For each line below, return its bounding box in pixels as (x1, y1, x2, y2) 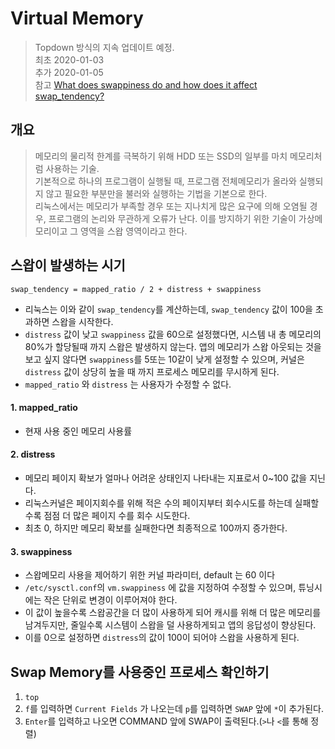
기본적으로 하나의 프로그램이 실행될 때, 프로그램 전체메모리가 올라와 (34, 175, 297, 187)
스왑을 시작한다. (51, 315, 114, 327)
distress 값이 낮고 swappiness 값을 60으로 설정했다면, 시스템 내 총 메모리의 (24, 328, 322, 340)
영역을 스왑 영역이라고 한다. (80, 225, 188, 237)
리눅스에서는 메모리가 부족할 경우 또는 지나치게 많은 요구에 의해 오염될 (34, 200, 308, 212)
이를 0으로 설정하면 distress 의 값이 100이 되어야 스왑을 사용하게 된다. (24, 632, 300, 644)
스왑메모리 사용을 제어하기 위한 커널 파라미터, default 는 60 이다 (24, 569, 276, 581)
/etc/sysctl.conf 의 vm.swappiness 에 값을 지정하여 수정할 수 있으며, (24, 582, 297, 594)
